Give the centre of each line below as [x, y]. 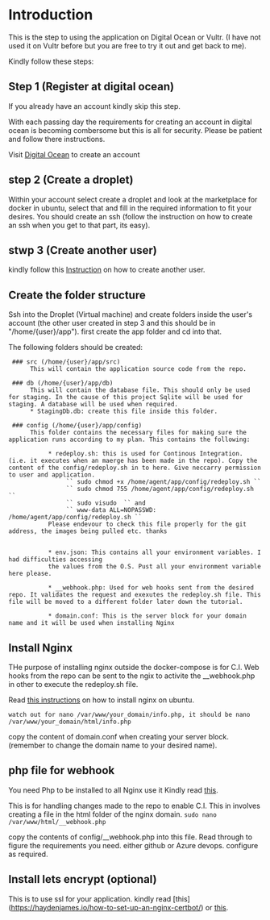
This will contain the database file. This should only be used [140, 390]
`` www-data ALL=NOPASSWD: [111, 510]
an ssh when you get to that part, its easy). [79, 225]
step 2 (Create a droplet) [71, 180]
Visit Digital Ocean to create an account [74, 154]
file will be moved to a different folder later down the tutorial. [126, 602]
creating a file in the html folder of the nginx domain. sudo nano [113, 814]
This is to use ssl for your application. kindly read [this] [100, 899]
